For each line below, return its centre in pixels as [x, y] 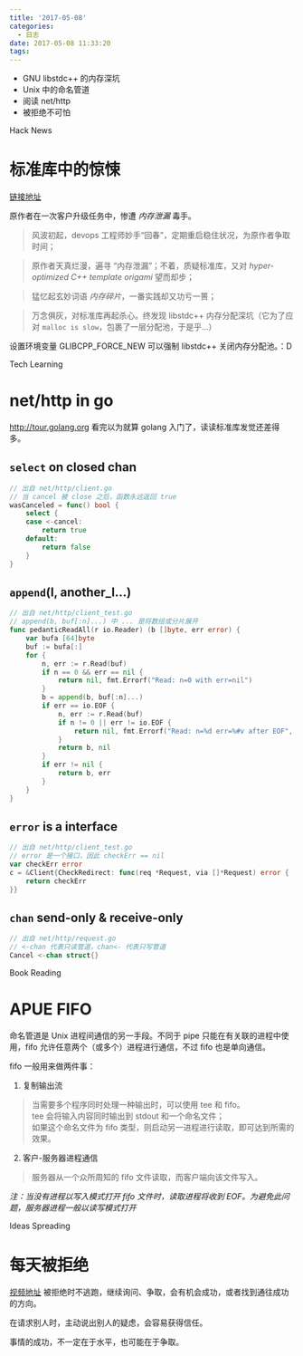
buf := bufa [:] [54, 647]
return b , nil [84, 748]
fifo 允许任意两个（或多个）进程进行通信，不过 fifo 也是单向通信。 [148, 1046]
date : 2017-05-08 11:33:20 [60, 43]
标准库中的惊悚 [65, 170]
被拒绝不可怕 [46, 112]
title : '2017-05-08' [48, 18]
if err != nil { [72, 765]
